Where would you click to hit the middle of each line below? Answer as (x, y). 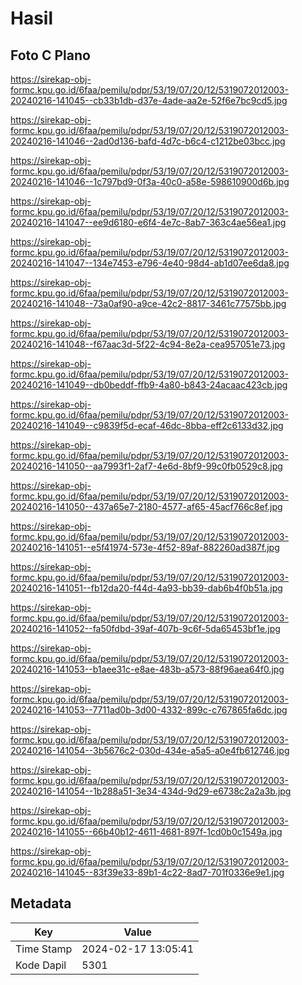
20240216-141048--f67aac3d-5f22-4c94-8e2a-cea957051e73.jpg (148, 344)
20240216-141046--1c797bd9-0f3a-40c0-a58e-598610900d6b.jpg (150, 181)
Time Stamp (44, 949)
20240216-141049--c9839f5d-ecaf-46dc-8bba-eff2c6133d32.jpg (147, 425)
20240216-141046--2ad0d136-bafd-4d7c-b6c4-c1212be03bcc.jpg (148, 141)
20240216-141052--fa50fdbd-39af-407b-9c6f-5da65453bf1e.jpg (145, 628)
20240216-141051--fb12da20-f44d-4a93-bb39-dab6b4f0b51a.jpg (146, 588)
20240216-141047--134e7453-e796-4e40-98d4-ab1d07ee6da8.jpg (150, 263)
